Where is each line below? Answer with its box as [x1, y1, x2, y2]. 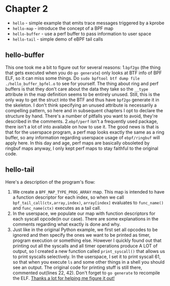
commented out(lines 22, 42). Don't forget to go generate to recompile [12, 270, 160, 276]
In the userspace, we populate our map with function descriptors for [12, 210, 156, 216]
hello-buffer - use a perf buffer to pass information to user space [12, 30, 151, 37]
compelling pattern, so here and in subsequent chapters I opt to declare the [5, 107, 163, 113]
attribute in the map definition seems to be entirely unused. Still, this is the [5, 91, 160, 97]
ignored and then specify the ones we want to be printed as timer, [12, 232, 151, 238]
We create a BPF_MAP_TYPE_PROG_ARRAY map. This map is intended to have [12, 188, 165, 195]
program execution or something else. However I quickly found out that [12, 237, 162, 243]
